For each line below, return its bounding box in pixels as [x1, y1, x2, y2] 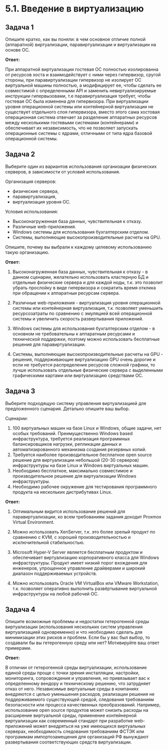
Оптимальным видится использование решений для [12, 508, 125, 514]
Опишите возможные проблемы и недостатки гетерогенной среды [5, 619, 149, 625]
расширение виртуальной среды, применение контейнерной [5, 712, 137, 718]
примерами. [5, 645, 32, 651]
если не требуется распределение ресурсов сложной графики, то [12, 361, 155, 367]
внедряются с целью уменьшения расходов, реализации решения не [5, 691, 154, 697]
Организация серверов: [5, 178, 57, 184]
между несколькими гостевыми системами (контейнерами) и [5, 120, 139, 125]
